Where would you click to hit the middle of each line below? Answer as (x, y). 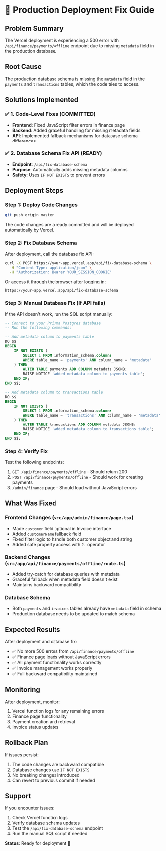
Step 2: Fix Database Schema (41, 243)
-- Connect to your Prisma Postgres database (53, 323)
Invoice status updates (35, 727)
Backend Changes (28, 557)
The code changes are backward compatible (58, 764)
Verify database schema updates (46, 823)
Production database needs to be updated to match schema (74, 614)
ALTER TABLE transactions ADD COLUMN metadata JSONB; (80, 425)
